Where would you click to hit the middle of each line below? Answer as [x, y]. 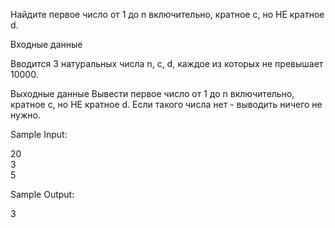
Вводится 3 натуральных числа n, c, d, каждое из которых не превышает [167, 63]
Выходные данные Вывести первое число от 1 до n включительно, [152, 93]
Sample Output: [42, 194]
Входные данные [46, 44]
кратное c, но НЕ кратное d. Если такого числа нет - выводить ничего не [166, 104]
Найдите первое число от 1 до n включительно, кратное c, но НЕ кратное [167, 14]
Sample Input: [39, 134]
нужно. [25, 115]
